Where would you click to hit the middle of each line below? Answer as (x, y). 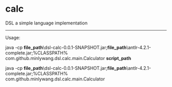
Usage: (13, 37)
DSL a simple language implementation (47, 23)
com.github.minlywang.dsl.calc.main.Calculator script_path (68, 58)
